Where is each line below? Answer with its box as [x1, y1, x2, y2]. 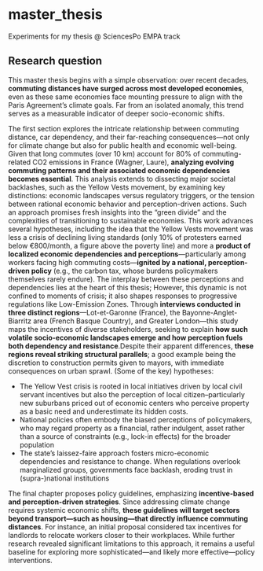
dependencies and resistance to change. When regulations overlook [19, 456, 241, 466]
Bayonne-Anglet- [181, 308, 238, 317]
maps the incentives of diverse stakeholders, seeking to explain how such [8, 324, 249, 333]
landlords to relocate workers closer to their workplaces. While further [8, 530, 236, 540]
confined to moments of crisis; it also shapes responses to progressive [8, 291, 238, 300]
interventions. [8, 555, 53, 565]
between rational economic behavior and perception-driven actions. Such [8, 199, 247, 208]
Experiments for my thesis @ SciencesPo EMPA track [8, 31, 181, 41]
